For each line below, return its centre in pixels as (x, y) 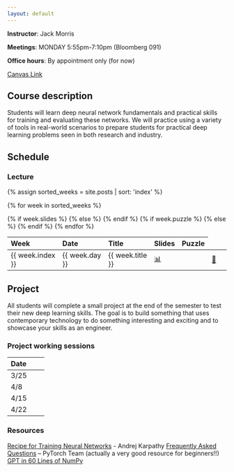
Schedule (29, 157)
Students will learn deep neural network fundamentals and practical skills (112, 113)
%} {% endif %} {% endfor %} (51, 227)
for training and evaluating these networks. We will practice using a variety (114, 120)
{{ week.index (33, 255)
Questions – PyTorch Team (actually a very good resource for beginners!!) (113, 453)
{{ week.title (127, 255)
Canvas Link (25, 74)
